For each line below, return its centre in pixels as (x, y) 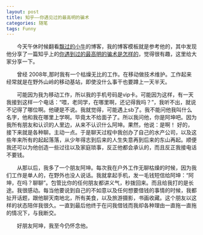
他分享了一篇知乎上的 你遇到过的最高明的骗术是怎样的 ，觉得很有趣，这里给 (99, 54)
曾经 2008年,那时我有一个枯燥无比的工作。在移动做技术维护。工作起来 (105, 74)
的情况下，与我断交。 (33, 213)
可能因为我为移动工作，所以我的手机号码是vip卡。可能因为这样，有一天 (105, 95)
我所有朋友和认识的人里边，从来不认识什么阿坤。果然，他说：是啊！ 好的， (100, 125)
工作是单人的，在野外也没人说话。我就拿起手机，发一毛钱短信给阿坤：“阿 (103, 175)
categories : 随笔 (27, 23)
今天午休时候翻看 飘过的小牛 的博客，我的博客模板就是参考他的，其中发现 (107, 46)
